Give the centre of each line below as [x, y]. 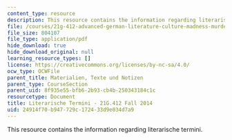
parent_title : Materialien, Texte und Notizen [75, 78]
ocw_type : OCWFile [33, 71]
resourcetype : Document [41, 97]
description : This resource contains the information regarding [101, 20]
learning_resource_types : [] [49, 59]
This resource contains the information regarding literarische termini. [105, 129]
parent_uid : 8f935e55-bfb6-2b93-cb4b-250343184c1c [81, 90]
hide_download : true [37, 46]
